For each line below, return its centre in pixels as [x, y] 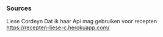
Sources [19, 8]
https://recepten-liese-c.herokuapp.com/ [58, 27]
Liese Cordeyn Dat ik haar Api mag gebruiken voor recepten [82, 21]
